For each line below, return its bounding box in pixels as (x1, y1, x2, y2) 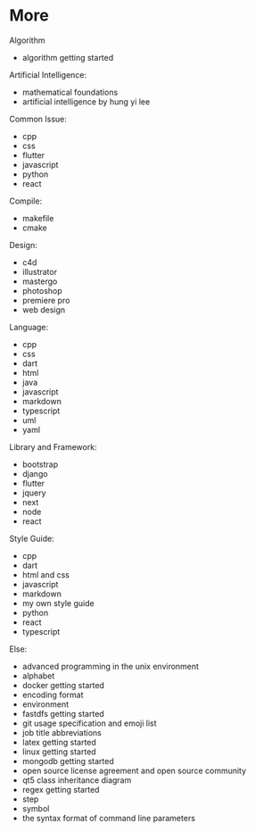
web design (21, 304, 66, 315)
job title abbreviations (21, 727, 103, 737)
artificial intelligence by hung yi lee (21, 96, 151, 107)
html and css (21, 569, 70, 580)
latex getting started (21, 736, 96, 747)
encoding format (21, 689, 84, 700)
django (21, 468, 48, 478)
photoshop (21, 285, 62, 295)
